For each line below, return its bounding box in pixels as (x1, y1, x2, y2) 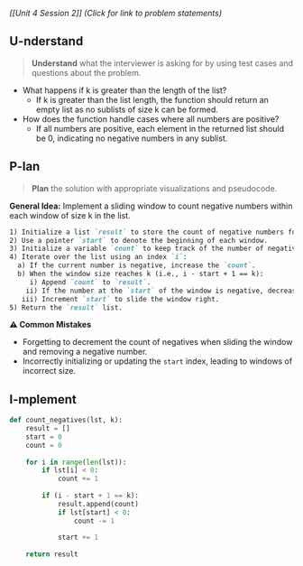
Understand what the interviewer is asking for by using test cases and (31, 58, 294, 69)
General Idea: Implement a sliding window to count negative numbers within (9, 200, 293, 211)
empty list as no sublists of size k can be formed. (35, 104, 219, 115)
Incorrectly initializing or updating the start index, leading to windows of (22, 356, 293, 367)
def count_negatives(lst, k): (9, 415, 124, 425)
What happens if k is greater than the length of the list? (22, 85, 227, 96)
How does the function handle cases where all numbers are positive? (22, 113, 280, 125)
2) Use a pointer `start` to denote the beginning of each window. (9, 236, 269, 245)
